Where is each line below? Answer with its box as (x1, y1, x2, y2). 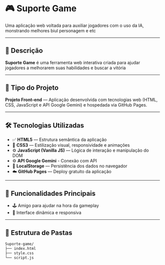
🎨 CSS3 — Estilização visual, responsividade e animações (12, 142, 130, 148)
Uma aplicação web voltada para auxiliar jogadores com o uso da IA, (5, 22, 144, 28)
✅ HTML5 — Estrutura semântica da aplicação (12, 137, 107, 143)
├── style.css (5, 250, 34, 256)
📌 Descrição (5, 47, 43, 55)
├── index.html (5, 246, 36, 251)
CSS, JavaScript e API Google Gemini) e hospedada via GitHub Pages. (5, 102, 147, 107)
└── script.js (5, 255, 34, 260)
